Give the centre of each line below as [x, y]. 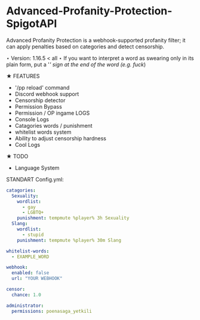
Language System [37, 168]
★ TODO [17, 156]
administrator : [25, 306]
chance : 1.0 [27, 295]
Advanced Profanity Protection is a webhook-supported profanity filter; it [96, 40]
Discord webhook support [47, 94]
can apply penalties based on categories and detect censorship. [85, 47]
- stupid [33, 235]
